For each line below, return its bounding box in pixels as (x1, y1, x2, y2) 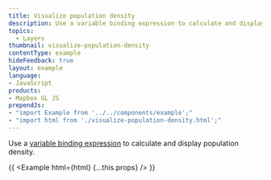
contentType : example (8, 49, 81, 57)
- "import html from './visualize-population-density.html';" (8, 117, 222, 125)
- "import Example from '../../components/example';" (8, 109, 194, 117)
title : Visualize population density (8, 11, 135, 20)
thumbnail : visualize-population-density (8, 42, 150, 50)
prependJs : (8, 101, 45, 109)
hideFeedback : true (8, 57, 74, 65)
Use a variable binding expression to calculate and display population (8, 138, 240, 148)
